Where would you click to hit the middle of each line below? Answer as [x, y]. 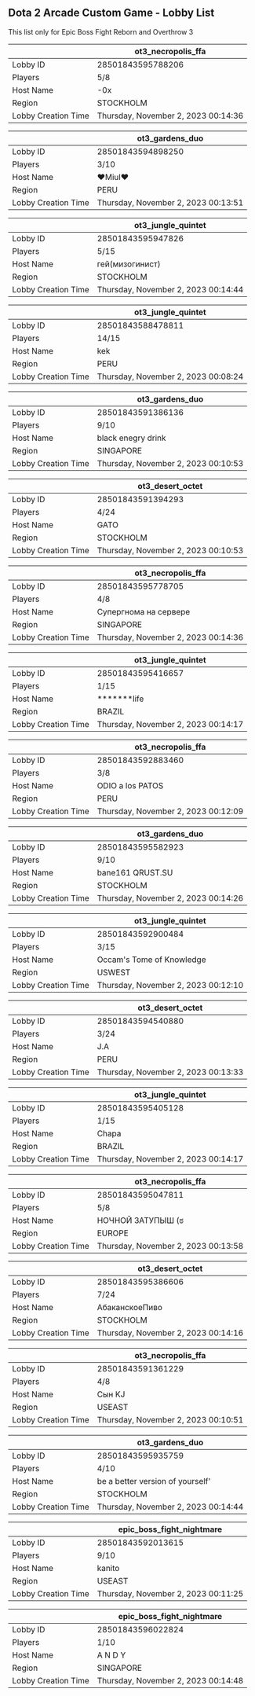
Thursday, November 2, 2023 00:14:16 [170, 1333]
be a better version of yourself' [154, 1481]
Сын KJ [111, 1394]
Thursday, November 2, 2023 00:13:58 [170, 1246]
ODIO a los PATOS [130, 785]
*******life [120, 699]
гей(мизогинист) [129, 264]
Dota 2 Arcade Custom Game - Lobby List [111, 13]
